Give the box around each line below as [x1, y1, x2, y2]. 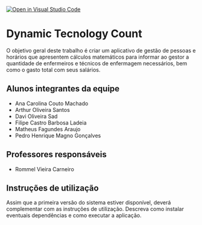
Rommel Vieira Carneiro [14, 165, 74, 172]
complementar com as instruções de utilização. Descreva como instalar [6, 206, 184, 213]
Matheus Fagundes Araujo [14, 125, 81, 132]
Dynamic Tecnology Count [6, 27, 143, 41]
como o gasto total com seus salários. [6, 66, 101, 73]
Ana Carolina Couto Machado [14, 100, 89, 107]
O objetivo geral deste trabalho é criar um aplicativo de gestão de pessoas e [6, 47, 196, 54]
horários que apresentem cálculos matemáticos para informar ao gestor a [6, 53, 189, 60]
